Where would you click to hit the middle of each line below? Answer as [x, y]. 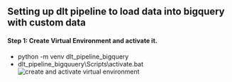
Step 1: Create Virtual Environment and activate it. [82, 40]
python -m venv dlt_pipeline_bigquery [73, 57]
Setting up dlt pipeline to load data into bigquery [116, 12]
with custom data [47, 23]
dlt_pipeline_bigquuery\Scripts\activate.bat [81, 64]
